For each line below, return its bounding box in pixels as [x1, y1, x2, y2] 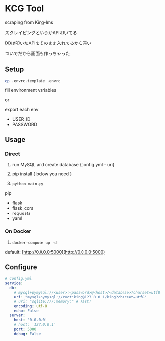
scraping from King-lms [5, 19, 53, 25]
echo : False [14, 308, 39, 313]
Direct [5, 150, 20, 157]
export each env [5, 106, 39, 112]
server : [9, 313, 26, 318]
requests [12, 211, 31, 216]
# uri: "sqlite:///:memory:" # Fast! [14, 299, 92, 304]
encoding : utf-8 [14, 303, 48, 309]
